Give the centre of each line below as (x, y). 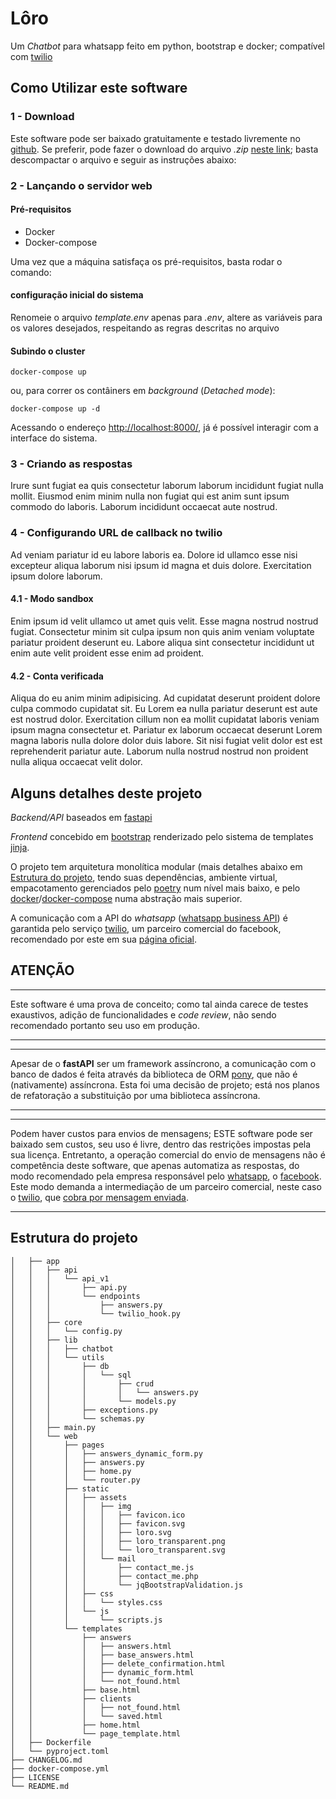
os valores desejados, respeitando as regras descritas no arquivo (145, 328)
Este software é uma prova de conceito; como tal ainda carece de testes (159, 1004)
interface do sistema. (54, 438)
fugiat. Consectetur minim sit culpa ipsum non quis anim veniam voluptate (162, 631)
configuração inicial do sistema (77, 295)
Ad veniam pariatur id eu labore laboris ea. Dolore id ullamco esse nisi (154, 554)
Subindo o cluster (48, 351)
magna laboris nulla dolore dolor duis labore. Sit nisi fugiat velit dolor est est (166, 741)
